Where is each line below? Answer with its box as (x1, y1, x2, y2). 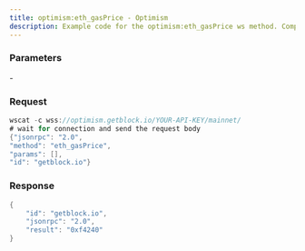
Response (9, 179, 54, 192)
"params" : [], (9, 149, 64, 159)
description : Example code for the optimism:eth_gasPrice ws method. (9, 22, 279, 31)
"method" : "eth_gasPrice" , (9, 141, 112, 150)
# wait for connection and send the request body (9, 124, 202, 133)
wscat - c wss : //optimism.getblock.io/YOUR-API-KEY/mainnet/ (9, 115, 242, 125)
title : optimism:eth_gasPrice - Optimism (9, 13, 169, 23)
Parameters (9, 52, 62, 65)
